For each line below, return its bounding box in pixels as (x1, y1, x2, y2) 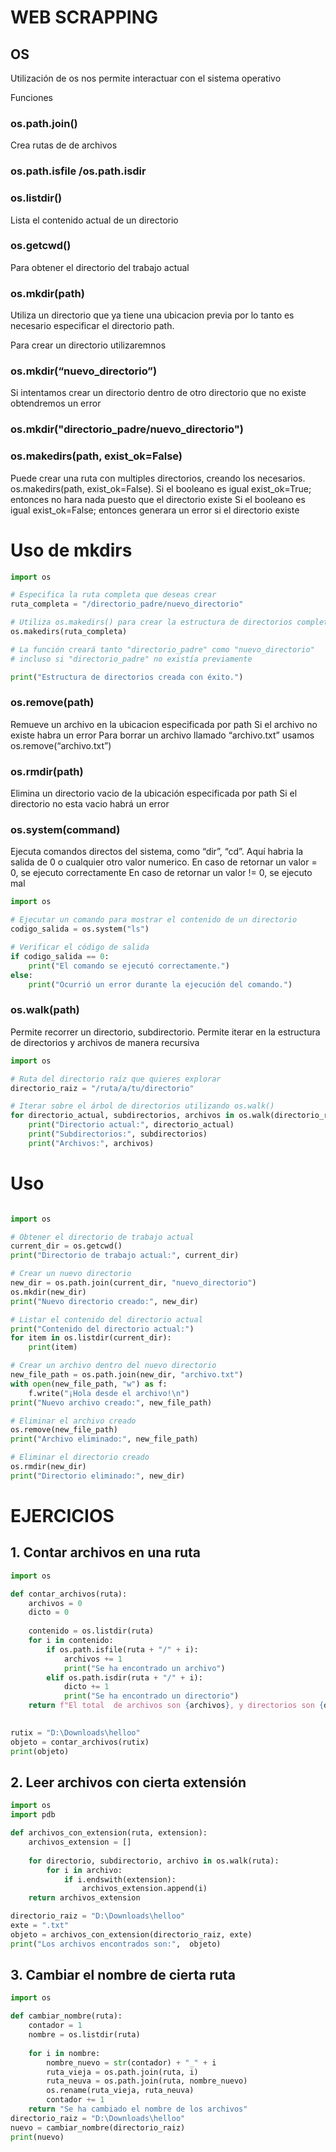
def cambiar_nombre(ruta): (10, 2011, 123, 2021)
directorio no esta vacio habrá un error (10, 798, 170, 810)
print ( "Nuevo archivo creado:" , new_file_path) (10, 1397, 213, 1408)
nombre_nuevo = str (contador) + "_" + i (46, 2057, 217, 2068)
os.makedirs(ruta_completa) (10, 627, 128, 637)
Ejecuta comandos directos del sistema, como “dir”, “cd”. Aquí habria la (10, 846, 304, 858)
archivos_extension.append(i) (81, 1884, 208, 1894)
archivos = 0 (28, 1598, 83, 1608)
